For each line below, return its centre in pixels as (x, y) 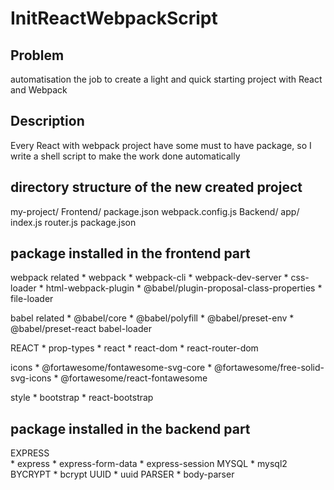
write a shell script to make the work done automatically (125, 156)
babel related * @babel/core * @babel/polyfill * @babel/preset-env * (152, 318)
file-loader (32, 299)
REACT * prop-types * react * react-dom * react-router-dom (134, 348)
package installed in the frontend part (130, 253)
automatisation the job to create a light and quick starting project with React (166, 79)
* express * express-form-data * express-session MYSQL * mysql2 (149, 464)
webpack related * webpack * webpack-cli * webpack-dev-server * (149, 278)
